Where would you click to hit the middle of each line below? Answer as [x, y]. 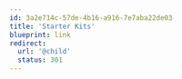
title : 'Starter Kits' [52, 26]
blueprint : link [40, 35]
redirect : [28, 43]
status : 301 [40, 60]
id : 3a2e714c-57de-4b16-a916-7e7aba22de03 [91, 18]
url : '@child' [44, 52]
